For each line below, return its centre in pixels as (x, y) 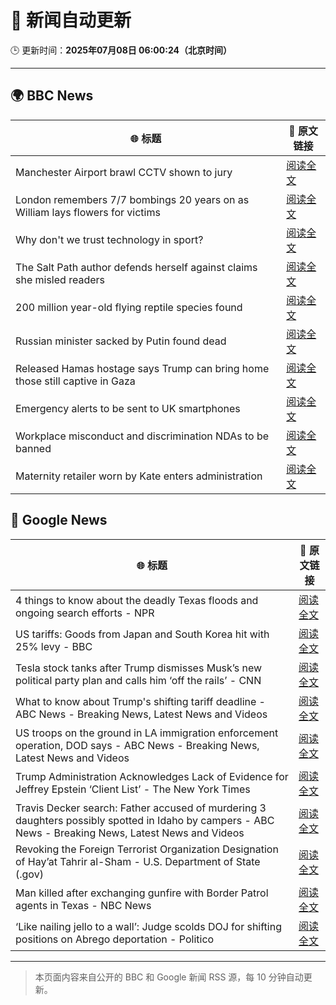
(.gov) (29, 874)
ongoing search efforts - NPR (85, 613)
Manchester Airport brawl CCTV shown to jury (124, 172)
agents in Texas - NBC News (83, 905)
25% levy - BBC (54, 646)
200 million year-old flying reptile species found (129, 307)
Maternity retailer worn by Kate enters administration (139, 476)
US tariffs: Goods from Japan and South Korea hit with (142, 634)
